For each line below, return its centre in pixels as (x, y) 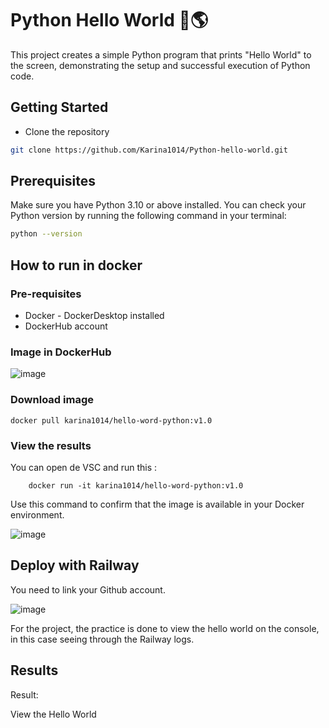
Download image (52, 400)
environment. (37, 514)
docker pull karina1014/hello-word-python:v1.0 (111, 420)
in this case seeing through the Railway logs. (102, 639)
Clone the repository (67, 131)
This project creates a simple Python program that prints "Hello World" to (161, 54)
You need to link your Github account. (88, 589)
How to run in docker (76, 265)
